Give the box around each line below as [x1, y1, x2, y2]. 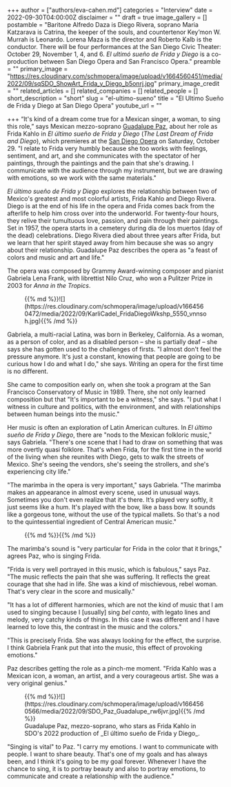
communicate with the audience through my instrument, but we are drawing [7, 166, 223, 174]
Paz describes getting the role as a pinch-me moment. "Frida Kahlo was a [7, 664, 217, 672]
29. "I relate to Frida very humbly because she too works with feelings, [7, 145, 208, 152]
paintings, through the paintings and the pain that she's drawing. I [7, 159, 194, 167]
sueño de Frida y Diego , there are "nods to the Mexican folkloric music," [7, 431, 212, 439]
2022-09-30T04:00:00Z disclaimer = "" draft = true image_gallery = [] [7, 13, 208, 21]
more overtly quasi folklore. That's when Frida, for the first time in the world [7, 446, 222, 453]
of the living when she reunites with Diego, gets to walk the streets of [7, 453, 204, 461]
